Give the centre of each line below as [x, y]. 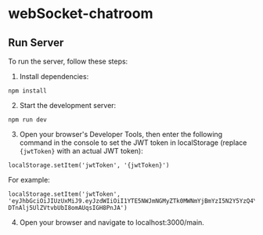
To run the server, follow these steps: [68, 61]
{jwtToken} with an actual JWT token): [81, 151]
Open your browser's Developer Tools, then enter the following [121, 134]
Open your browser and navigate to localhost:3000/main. [112, 222]
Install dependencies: [54, 76]
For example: [29, 180]
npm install [27, 91]
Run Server [36, 43]
